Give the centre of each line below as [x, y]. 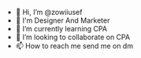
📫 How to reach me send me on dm [74, 46]
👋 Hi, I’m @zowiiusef [49, 12]
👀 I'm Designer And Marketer [63, 20]
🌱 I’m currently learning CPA [61, 29]
